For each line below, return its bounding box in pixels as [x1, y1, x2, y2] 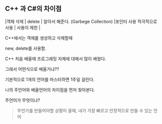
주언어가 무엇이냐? [5, 97, 40, 103]
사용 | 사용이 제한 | [5, 24, 40, 30]
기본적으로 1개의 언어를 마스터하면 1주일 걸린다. [5, 76, 95, 82]
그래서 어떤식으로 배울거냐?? [5, 66, 60, 72]
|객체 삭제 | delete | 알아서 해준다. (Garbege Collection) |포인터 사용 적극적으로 [5, 19, 158, 24]
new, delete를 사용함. [5, 45, 46, 51]
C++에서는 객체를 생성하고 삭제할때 [5, 35, 73, 41]
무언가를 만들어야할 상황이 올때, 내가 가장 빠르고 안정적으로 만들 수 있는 [17, 107, 153, 113]
